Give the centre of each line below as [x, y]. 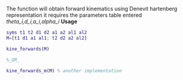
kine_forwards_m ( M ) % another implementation [64, 71]
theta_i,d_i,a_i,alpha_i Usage [42, 21]
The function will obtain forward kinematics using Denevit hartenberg [92, 9]
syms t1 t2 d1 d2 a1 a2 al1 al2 [46, 32]
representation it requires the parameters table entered [74, 15]
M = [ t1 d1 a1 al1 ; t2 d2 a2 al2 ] [46, 38]
